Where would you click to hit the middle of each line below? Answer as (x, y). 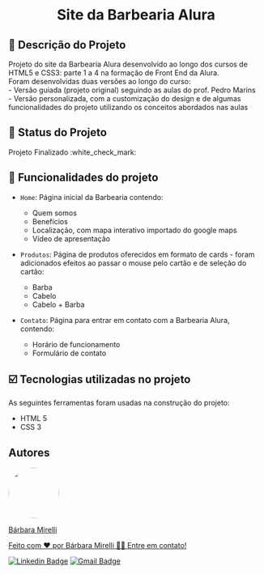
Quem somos (54, 213)
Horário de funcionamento (76, 344)
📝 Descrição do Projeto (67, 45)
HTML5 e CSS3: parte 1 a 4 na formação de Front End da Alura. (114, 73)
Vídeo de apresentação (71, 238)
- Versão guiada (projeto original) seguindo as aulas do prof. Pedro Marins (132, 90)
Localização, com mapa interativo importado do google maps (134, 230)
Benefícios (50, 221)
